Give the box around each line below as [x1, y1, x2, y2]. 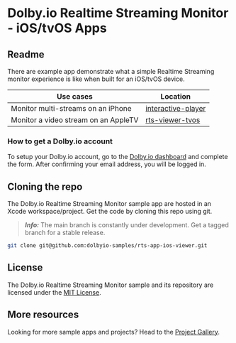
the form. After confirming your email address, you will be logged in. [7, 160, 207, 168]
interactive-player [145, 104, 206, 113]
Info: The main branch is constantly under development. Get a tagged [24, 221, 229, 229]
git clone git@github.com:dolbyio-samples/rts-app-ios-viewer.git [7, 242, 208, 249]
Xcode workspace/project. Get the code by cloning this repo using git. [7, 207, 213, 216]
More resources [7, 309, 79, 321]
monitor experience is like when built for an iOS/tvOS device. [7, 75, 186, 83]
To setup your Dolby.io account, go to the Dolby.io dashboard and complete [7, 153, 228, 161]
